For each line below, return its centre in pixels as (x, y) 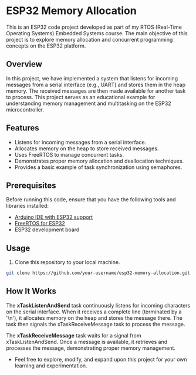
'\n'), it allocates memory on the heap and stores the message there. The (94, 317)
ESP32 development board (47, 229)
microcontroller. (25, 109)
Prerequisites (31, 185)
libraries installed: (27, 206)
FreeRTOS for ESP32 (40, 224)
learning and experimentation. (51, 366)
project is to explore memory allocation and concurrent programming (89, 39)
